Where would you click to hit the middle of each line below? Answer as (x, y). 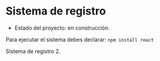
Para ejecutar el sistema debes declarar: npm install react (80, 39)
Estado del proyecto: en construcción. (62, 28)
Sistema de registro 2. (33, 51)
